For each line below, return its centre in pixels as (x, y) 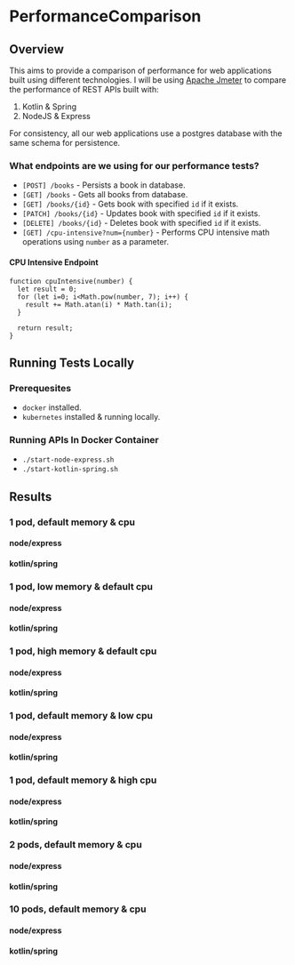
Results (31, 497)
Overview (37, 49)
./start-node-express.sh (68, 460)
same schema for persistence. (65, 143)
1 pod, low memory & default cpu (81, 586)
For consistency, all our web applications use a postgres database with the (146, 133)
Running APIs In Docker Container (84, 440)
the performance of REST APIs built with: (84, 89)
